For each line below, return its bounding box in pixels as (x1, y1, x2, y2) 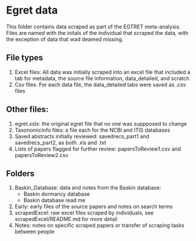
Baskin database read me (23, 197, 86, 204)
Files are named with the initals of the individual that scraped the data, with (6, 29, 189, 36)
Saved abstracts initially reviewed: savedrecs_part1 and (14, 132, 149, 139)
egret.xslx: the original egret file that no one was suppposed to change (14, 120, 187, 127)
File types (6, 53, 43, 63)
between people (14, 228, 55, 235)
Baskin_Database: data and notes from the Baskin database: (14, 184, 161, 191)
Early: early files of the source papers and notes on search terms (14, 203, 173, 210)
